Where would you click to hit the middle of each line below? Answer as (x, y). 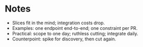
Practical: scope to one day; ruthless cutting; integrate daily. (75, 33)
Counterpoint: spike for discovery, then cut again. (64, 39)
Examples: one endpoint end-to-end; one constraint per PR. (75, 28)
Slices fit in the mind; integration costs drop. (59, 23)
